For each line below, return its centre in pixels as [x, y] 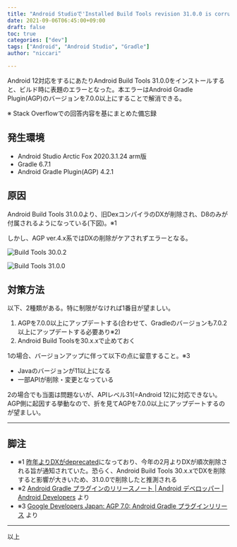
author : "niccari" [34, 54]
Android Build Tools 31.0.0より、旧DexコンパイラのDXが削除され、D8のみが [117, 214]
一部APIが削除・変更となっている [66, 380]
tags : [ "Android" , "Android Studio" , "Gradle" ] [79, 47]
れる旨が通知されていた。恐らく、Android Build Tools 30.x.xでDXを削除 [122, 471]
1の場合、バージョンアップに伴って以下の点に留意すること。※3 [99, 356]
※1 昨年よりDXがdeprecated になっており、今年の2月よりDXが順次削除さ [122, 462]
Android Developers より [54, 497]
